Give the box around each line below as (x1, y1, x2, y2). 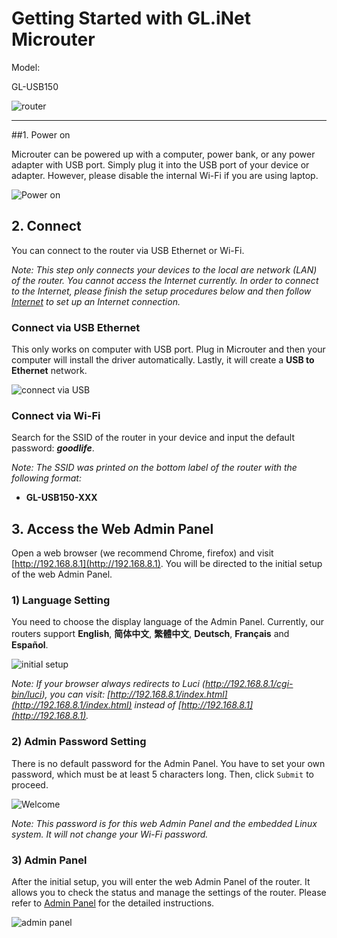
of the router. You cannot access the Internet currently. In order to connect (11, 274, 319, 286)
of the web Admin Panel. (11, 568, 113, 581)
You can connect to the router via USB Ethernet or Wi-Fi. (11, 244, 245, 256)
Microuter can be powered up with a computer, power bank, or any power (11, 148, 316, 160)
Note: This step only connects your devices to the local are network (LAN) (11, 263, 318, 276)
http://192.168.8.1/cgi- (204, 678, 294, 690)
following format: (11, 472, 82, 484)
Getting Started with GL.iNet (11, 7, 251, 30)
